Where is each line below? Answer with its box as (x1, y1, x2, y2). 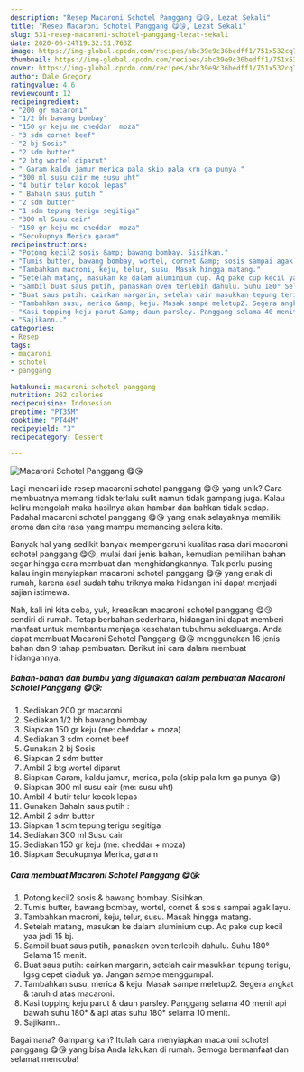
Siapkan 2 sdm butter (23, 753, 104, 764)
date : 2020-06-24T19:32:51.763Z (10, 38, 132, 48)
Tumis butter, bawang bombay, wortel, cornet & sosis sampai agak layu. (23, 902, 291, 913)
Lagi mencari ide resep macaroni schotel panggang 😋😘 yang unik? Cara (10, 482, 282, 493)
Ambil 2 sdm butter (23, 810, 95, 822)
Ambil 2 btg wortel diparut (23, 762, 121, 773)
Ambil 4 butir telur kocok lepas (23, 791, 138, 802)
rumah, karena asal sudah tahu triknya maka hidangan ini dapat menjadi (10, 577, 278, 588)
